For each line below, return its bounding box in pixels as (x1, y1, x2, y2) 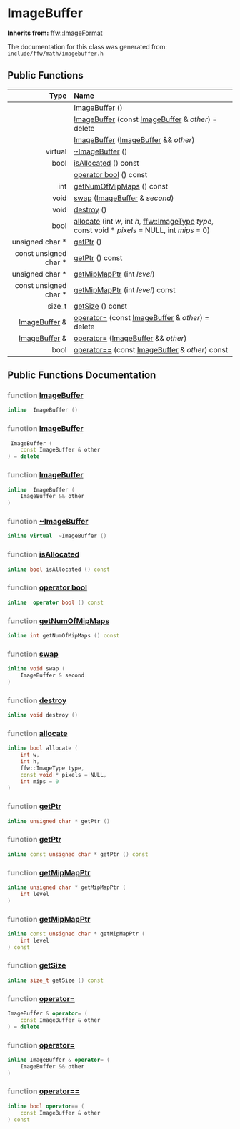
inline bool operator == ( (7, 1103, 84, 1110)
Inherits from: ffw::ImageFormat (7, 29, 103, 37)
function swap (7, 649, 59, 659)
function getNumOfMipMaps (7, 616, 110, 626)
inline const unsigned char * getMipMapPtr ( (7, 930, 145, 937)
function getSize (7, 960, 66, 970)
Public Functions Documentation (7, 369, 156, 382)
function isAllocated (7, 549, 80, 559)
